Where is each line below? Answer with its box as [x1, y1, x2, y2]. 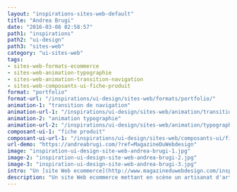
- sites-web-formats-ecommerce [7, 63, 99, 70]
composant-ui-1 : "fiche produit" [7, 128, 106, 135]
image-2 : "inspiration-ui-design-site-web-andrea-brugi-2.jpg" [7, 154, 197, 162]
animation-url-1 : [7, 108, 59, 115]
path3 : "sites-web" [7, 43, 65, 50]
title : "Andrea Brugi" [7, 17, 74, 24]
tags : [7, 56, 23, 63]
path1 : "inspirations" [7, 30, 74, 37]
